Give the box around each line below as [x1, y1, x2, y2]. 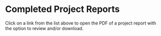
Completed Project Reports [5, 3, 120, 15]
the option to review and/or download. [5, 25, 84, 31]
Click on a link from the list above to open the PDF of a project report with [5, 20, 156, 26]
